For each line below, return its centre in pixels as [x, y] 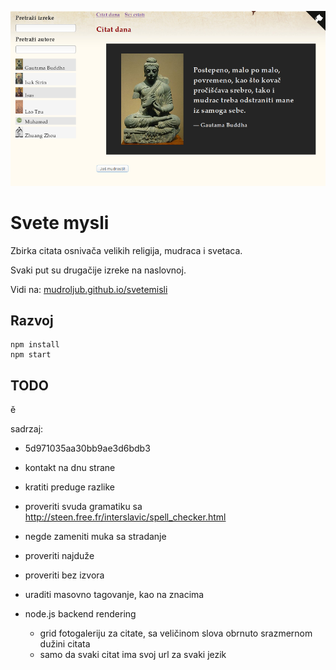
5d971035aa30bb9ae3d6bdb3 [87, 448]
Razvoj [32, 321]
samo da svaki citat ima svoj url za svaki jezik [133, 655]
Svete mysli [60, 222]
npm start [31, 355]
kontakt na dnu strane [70, 468]
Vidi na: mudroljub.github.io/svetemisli [89, 289]
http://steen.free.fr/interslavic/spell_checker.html [125, 517]
